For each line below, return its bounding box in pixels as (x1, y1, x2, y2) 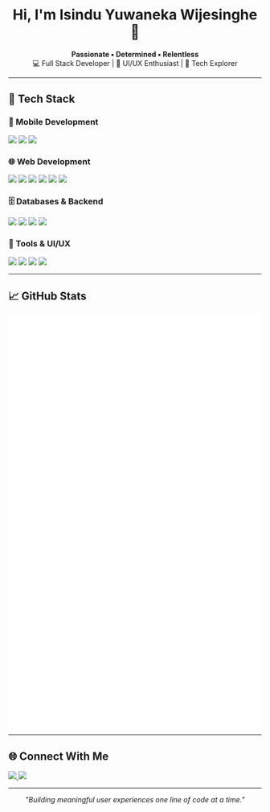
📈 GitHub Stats (8, 289, 87, 303)
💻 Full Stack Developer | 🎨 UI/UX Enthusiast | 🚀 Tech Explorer (32, 58, 238, 68)
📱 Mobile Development (8, 117, 99, 128)
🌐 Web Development (8, 155, 91, 167)
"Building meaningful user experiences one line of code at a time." (25, 795, 245, 805)
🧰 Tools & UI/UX (8, 238, 71, 249)
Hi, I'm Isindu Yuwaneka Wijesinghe (12, 6, 258, 24)
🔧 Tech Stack (8, 93, 76, 106)
